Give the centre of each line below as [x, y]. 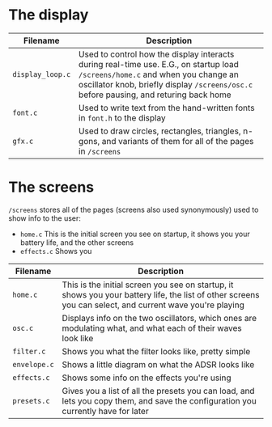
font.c [25, 112]
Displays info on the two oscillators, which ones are [159, 318]
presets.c [31, 401]
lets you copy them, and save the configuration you [159, 400]
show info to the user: [45, 218]
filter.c [29, 351]
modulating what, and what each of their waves [152, 328]
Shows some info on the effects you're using [147, 378]
